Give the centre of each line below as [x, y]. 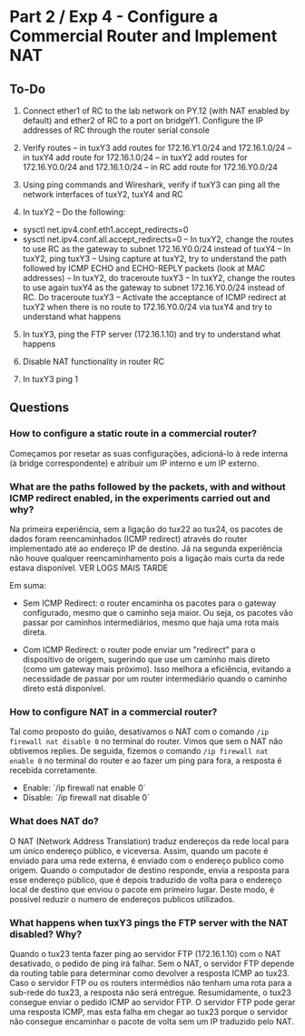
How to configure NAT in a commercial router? [113, 711]
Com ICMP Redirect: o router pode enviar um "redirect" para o [139, 649]
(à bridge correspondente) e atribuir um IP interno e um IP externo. [134, 463]
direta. [34, 632]
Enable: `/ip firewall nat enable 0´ [84, 788]
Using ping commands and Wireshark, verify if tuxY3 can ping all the [151, 185]
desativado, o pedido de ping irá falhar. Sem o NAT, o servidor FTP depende [152, 963]
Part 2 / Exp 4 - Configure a [114, 17]
